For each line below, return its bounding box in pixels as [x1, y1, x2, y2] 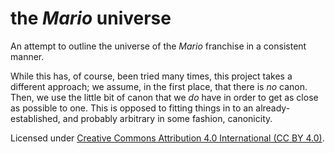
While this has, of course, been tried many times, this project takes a [10, 70, 293, 82]
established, [10, 112, 61, 124]
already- [255, 102, 291, 114]
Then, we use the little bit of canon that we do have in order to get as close [10, 91, 319, 103]
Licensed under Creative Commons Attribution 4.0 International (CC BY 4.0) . [10, 132, 325, 144]
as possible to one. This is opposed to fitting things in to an [10, 102, 254, 114]
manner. [10, 50, 45, 62]
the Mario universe [10, 7, 172, 30]
